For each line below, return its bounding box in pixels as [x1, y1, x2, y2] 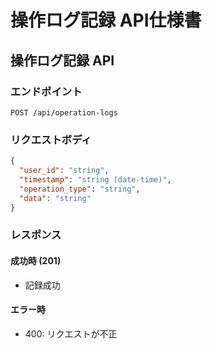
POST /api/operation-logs [10, 107, 118, 118]
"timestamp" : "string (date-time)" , [19, 174, 172, 185]
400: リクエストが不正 [24, 327, 118, 340]
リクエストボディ [10, 132, 92, 146]
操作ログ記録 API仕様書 [10, 9, 202, 32]
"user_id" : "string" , [19, 166, 110, 176]
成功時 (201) [10, 254, 62, 266]
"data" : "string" [19, 193, 92, 203]
